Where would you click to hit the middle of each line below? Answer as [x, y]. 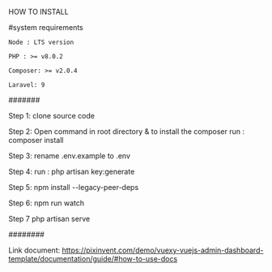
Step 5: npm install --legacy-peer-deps [74, 187]
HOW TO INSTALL [38, 12]
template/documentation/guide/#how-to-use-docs [93, 259]
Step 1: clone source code [52, 116]
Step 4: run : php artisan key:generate [72, 171]
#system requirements [46, 27]
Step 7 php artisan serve [49, 219]
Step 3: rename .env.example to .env [70, 156]
